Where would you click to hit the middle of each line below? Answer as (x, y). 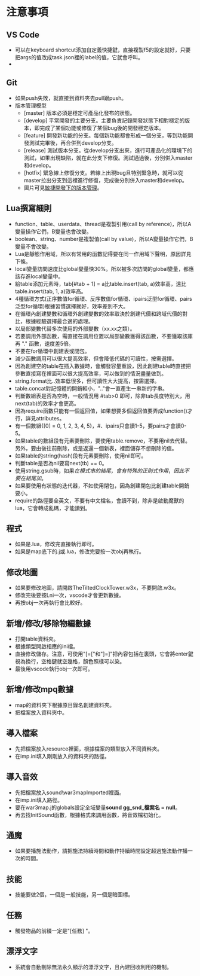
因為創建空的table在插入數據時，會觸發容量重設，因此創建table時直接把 (103, 366)
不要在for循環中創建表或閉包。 (53, 351)
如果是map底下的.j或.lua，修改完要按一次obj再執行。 (79, 551)
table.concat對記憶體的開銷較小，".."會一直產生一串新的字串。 (91, 388)
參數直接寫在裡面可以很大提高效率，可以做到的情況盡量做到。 (91, 373)
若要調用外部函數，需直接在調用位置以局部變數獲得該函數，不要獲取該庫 (104, 336)
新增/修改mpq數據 (40, 689)
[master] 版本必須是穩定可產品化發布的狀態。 (79, 113)
